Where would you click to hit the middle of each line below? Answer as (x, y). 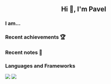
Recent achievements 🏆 (36, 37)
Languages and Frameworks (40, 66)
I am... (13, 23)
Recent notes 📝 (24, 52)
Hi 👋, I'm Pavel (84, 9)
